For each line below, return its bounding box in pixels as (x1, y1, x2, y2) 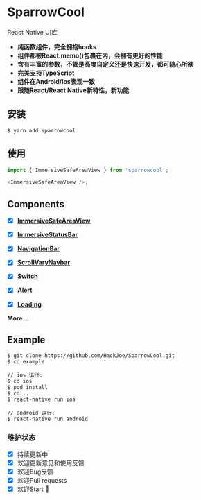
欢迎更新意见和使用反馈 (17, 458, 85, 467)
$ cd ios (7, 378, 33, 385)
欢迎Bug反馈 (17, 467, 53, 476)
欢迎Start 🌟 (17, 485, 50, 493)
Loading (17, 300, 42, 309)
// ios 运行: (7, 372, 43, 379)
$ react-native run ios (7, 396, 76, 403)
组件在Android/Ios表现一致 (17, 77, 96, 85)
